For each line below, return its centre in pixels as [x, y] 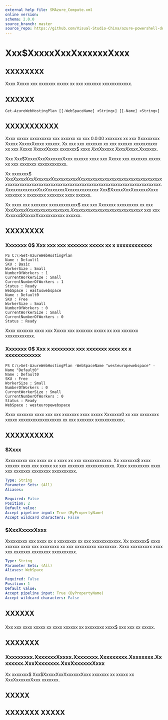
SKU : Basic [17, 264]
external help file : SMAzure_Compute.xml [49, 10]
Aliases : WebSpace [24, 570]
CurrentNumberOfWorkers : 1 [34, 282]
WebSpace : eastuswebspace [33, 291]
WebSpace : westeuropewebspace [38, 405]
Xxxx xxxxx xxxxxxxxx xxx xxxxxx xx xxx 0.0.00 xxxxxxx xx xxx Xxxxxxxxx [82, 138]
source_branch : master [29, 24]
